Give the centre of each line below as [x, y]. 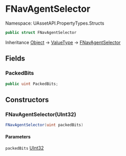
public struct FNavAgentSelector [41, 32]
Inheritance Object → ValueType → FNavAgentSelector [63, 42]
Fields [15, 59]
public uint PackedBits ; [32, 84]
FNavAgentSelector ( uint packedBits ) [44, 125]
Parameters [18, 136]
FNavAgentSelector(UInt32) [41, 114]
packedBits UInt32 [25, 148]
